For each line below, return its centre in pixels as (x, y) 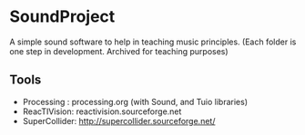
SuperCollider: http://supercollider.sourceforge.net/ (119, 121)
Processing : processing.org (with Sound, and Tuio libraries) (135, 101)
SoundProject (62, 17)
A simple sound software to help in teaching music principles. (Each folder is (153, 42)
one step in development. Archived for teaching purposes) (119, 51)
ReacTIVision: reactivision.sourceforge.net (102, 111)
